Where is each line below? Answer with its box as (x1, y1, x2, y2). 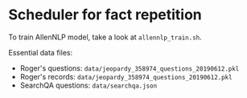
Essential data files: (8, 47, 73, 57)
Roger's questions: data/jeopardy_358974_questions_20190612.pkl (19, 63, 240, 73)
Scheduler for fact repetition (8, 6, 203, 24)
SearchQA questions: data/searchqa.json (19, 80, 158, 90)
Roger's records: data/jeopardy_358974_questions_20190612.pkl (19, 71, 233, 81)
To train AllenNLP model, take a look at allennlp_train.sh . (8, 32, 203, 42)
